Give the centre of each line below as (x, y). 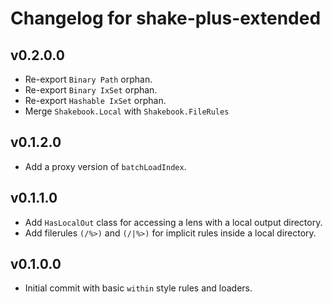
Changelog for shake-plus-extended (166, 18)
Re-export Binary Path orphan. (88, 79)
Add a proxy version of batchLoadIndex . (105, 166)
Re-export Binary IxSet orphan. (91, 90)
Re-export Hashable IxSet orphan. (95, 100)
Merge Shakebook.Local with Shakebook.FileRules (127, 111)
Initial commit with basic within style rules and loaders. (138, 288)
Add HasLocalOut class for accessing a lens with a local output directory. (173, 222)
